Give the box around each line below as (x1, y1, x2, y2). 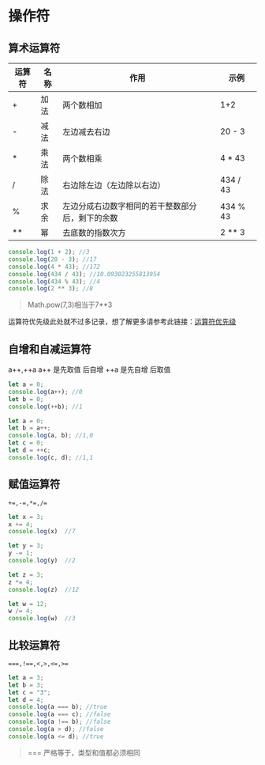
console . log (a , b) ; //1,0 (8, 432, 93, 440)
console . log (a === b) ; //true (8, 703, 108, 711)
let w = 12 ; (8, 600, 47, 608)
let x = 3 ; (8, 513, 44, 521)
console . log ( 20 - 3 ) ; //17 (8, 255, 97, 263)
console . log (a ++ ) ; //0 (8, 388, 83, 396)
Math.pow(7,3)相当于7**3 (27, 300, 113, 309)
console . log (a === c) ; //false (8, 710, 111, 718)
